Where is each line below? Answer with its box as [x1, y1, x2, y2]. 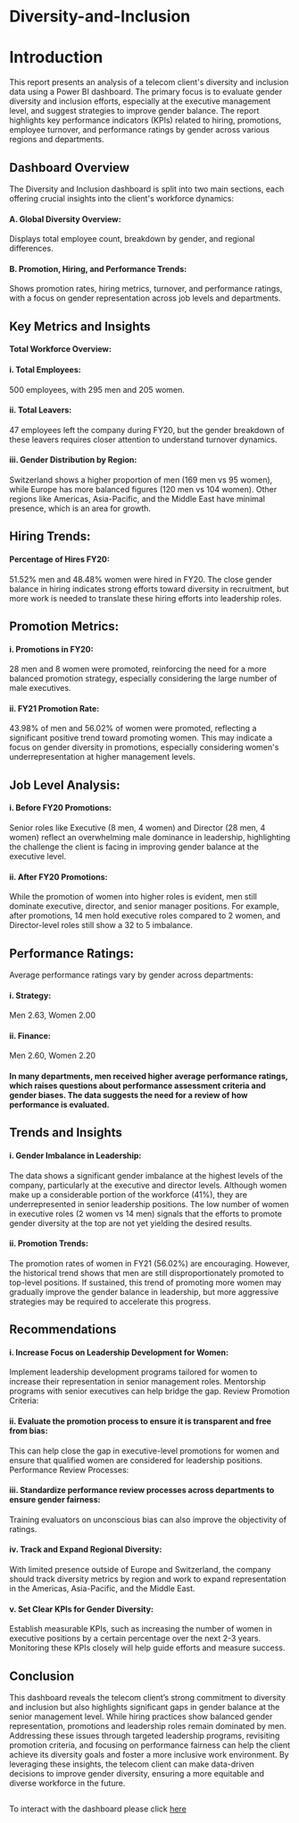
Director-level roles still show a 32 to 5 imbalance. [9, 920, 194, 931]
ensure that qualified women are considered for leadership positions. [9, 1454, 263, 1465]
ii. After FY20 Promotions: [9, 871, 108, 882]
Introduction [9, 47, 104, 68]
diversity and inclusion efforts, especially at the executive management [9, 96, 271, 106]
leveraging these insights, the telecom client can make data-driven [9, 1759, 254, 1769]
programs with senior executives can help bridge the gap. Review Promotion [9, 1385, 290, 1397]
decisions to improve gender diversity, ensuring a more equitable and [9, 1768, 265, 1778]
